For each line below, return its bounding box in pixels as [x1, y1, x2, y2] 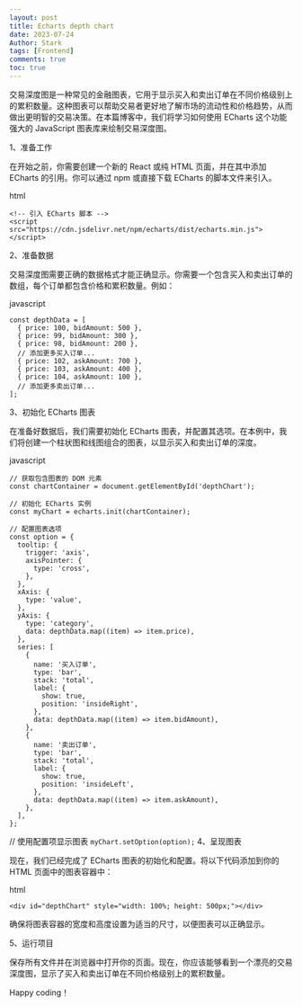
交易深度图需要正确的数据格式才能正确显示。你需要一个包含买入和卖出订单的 [9, 269, 293, 280]
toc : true [9, 64, 47, 73]
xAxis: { [17, 587, 50, 596]
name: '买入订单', [32, 660, 97, 669]
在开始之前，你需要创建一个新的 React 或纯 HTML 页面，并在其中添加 [9, 161, 267, 172]
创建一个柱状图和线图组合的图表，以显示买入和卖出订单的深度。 [24, 437, 262, 448]
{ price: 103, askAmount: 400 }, [17, 364, 143, 373]
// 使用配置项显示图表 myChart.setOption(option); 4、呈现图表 [9, 835, 243, 846]
